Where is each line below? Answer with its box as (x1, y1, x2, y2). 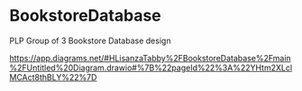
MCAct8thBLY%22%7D (9, 71, 97, 82)
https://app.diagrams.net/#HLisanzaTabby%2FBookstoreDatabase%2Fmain (9, 52, 291, 63)
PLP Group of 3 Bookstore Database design (9, 35, 171, 46)
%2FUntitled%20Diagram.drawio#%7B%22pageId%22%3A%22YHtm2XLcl (9, 62, 293, 73)
